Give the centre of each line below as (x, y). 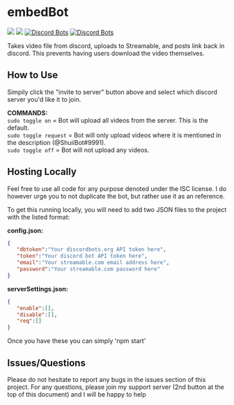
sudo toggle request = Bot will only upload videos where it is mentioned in (114, 135)
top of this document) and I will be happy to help (77, 394)
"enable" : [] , (35, 308)
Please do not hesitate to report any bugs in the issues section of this (107, 380)
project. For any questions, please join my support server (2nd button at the (116, 387)
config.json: (25, 230)
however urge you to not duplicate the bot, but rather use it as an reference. (116, 196)
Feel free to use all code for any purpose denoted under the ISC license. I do (117, 188)
